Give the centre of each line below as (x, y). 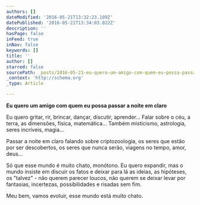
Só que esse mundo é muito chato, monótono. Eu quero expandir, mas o (95, 165)
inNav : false (22, 45)
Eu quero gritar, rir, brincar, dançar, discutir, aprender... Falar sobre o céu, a (98, 117)
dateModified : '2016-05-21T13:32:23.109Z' (60, 17)
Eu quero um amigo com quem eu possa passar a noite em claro (87, 105)
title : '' (18, 56)
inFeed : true (22, 39)
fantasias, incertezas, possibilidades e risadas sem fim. (74, 184)
